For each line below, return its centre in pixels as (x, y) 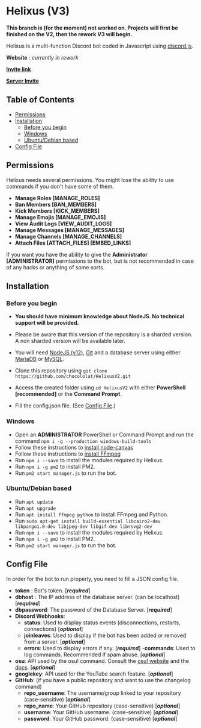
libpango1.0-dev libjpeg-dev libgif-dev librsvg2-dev (83, 526)
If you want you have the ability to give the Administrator (77, 254)
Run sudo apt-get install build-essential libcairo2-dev (88, 521)
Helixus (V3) (38, 11)
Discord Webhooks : (40, 616)
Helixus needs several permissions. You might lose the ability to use (90, 180)
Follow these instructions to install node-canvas (74, 447)
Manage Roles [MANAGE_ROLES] (57, 198)
